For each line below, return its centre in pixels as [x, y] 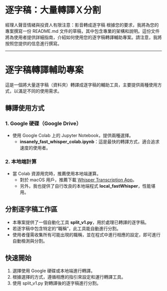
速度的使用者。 [35, 147]
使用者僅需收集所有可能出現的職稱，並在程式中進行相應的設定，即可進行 [86, 234]
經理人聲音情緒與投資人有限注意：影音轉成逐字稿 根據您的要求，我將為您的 [82, 25]
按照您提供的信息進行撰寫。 [34, 43]
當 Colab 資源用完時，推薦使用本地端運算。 [57, 173]
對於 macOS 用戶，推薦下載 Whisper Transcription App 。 [78, 180]
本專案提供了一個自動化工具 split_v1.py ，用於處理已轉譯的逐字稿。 [81, 222]
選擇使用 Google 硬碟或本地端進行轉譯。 [54, 271]
